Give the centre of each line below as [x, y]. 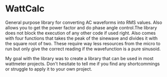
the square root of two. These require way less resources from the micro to [83, 43]
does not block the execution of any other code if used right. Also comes [80, 33]
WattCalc [25, 9]
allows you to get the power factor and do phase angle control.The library [81, 27]
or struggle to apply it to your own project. [49, 69]
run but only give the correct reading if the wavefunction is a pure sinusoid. [83, 49]
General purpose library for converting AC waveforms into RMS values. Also [84, 22]
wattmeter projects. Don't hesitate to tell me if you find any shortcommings [82, 64]
